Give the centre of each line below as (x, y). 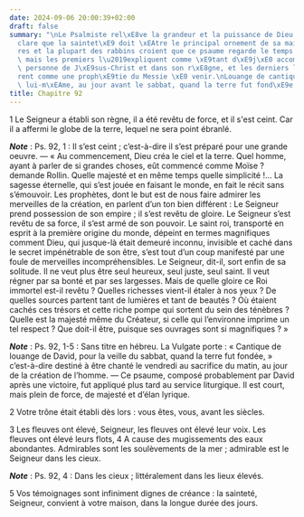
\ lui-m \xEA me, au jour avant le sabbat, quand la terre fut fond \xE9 (153, 85)
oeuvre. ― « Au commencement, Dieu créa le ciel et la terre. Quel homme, (148, 155)
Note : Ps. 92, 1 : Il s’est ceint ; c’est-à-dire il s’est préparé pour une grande (148, 146)
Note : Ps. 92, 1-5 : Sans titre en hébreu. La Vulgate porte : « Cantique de (146, 346)
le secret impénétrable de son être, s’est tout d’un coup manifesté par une (147, 252)
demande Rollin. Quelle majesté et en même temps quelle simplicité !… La (146, 175)
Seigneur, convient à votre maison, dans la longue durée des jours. (134, 503)
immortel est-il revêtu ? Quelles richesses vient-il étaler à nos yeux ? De (143, 290)
